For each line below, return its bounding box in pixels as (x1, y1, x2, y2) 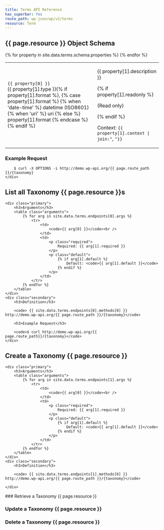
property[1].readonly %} (97, 91, 154, 98)
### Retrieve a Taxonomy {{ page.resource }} (5, 493, 97, 499)
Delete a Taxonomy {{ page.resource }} (5, 518, 100, 525)
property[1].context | (97, 130, 150, 136)
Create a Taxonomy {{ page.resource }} (5, 352, 128, 360)
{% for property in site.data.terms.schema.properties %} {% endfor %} (5, 52, 148, 58)
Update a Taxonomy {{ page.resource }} (5, 505, 102, 512)
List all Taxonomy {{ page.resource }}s (5, 188, 125, 196)
